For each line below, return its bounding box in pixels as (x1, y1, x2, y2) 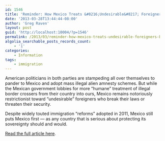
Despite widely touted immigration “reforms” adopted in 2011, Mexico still (5, 111, 153, 117)
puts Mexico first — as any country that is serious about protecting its (5, 116, 146, 122)
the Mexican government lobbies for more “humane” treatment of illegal (5, 86, 151, 92)
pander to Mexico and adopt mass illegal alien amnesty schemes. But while (5, 80, 157, 86)
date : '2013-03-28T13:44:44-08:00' (5, 16, 78, 21)
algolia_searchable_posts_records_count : (5, 39, 91, 44)
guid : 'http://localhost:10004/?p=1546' (5, 30, 89, 35)
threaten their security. (5, 101, 52, 107)
